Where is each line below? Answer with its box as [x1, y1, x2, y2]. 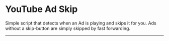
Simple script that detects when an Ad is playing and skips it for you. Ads [5, 20, 157, 26]
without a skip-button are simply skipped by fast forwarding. [5, 25, 131, 31]
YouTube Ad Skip [5, 3, 78, 15]
